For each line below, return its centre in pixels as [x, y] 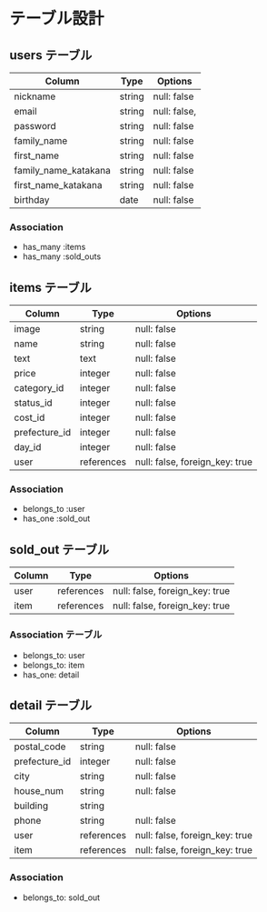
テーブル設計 [57, 19]
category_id [39, 388]
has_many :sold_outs [62, 256]
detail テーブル [51, 705]
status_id [33, 403]
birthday [32, 200]
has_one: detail [51, 675]
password [35, 126]
